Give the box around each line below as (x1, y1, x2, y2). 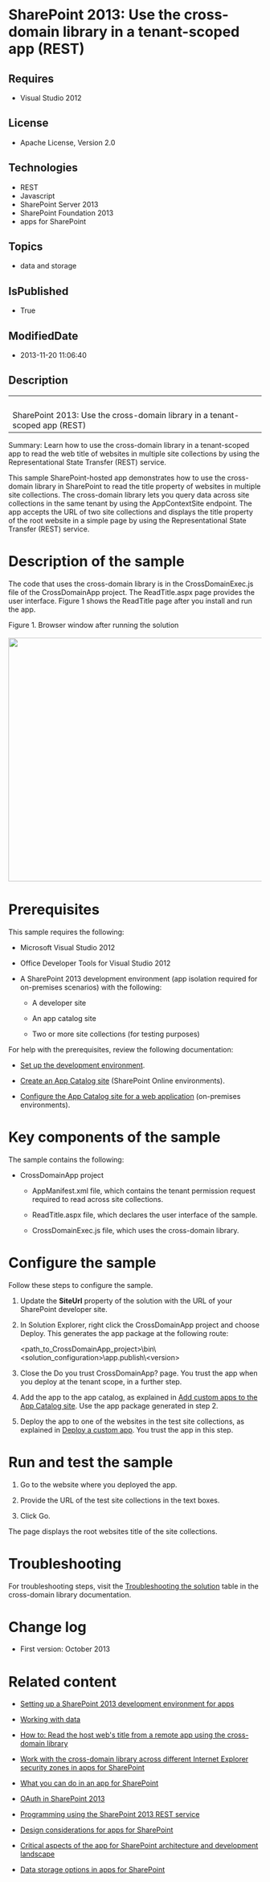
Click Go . (19, 1511, 51, 1520)
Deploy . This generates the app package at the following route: (19, 1328, 229, 1338)
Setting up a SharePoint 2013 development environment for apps (19, 1699, 235, 1709)
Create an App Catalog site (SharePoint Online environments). (19, 1076, 225, 1085)
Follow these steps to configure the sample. (8, 1280, 153, 1290)
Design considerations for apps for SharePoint (19, 1825, 174, 1835)
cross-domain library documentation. (8, 1589, 132, 1599)
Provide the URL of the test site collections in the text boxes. (19, 1495, 220, 1505)
